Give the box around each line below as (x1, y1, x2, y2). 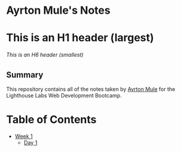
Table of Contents (6, 113, 97, 126)
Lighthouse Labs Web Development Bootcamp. (6, 92, 122, 99)
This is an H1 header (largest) (6, 31, 154, 45)
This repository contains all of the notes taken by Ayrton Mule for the (6, 86, 176, 93)
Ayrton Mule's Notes (6, 4, 111, 17)
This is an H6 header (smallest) (6, 51, 84, 58)
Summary (6, 69, 44, 80)
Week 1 (14, 132, 33, 139)
